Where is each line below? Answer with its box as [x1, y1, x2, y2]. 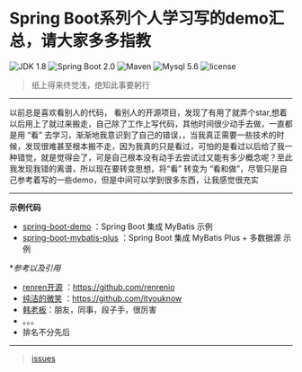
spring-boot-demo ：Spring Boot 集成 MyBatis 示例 [22, 221, 213, 232]
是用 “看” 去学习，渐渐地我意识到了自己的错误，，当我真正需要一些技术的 [9, 129, 277, 140]
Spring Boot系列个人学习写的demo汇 [9, 8, 285, 29]
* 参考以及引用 [9, 262, 61, 273]
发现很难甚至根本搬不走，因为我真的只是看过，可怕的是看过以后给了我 [24, 140, 285, 151]
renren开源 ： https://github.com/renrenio [22, 281, 175, 292]
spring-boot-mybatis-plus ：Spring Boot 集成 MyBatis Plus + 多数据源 [22, 232, 281, 243]
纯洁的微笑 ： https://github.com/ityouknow [22, 293, 182, 304]
